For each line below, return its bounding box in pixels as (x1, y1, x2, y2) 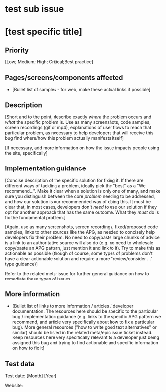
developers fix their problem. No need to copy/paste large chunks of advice (5, 234, 160, 240)
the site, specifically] (5, 150, 48, 156)
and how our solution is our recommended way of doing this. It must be (5, 198, 151, 204)
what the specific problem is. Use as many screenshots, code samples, (5, 119, 151, 125)
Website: (5, 383, 23, 389)
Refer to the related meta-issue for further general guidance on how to (5, 270, 149, 276)
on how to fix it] (12, 345, 45, 351)
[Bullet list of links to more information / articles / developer (12, 303, 134, 309)
